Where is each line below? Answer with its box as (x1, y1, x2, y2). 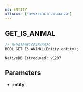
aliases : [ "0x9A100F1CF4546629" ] (5, 12, 72, 16)
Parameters (5, 69, 41, 77)
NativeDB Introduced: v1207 (5, 56, 62, 61)
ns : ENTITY (5, 7, 27, 12)
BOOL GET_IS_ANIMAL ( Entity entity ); (5, 47, 79, 52)
